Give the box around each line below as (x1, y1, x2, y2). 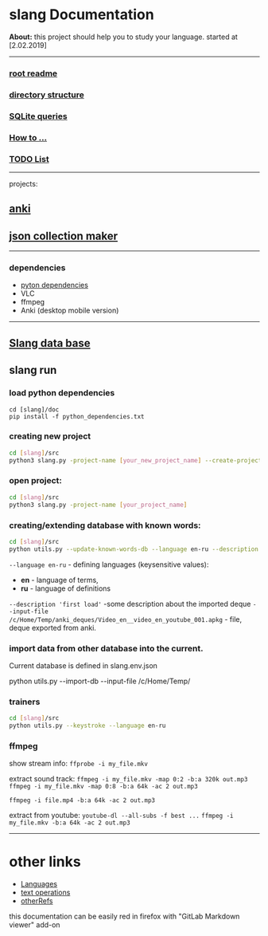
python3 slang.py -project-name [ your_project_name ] (9, 501, 188, 509)
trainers (9, 696, 41, 707)
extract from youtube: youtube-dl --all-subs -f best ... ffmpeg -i (9, 811, 234, 820)
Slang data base (9, 336, 91, 350)
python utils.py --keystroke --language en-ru (9, 722, 166, 730)
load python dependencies (9, 387, 115, 399)
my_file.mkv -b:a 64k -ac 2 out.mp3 (9, 819, 130, 827)
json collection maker (9, 229, 118, 242)
